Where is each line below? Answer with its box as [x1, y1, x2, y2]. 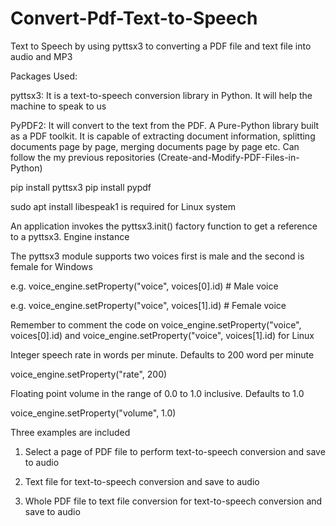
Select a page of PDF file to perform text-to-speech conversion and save [24, 445, 326, 457]
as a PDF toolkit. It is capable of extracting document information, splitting [10, 130, 316, 142]
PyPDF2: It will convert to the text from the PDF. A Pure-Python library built [10, 119, 320, 131]
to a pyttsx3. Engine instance [10, 230, 130, 242]
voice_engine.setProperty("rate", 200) [10, 368, 168, 380]
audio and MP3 [10, 50, 73, 62]
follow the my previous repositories [10, 151, 156, 163]
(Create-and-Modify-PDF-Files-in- [157, 151, 300, 163]
